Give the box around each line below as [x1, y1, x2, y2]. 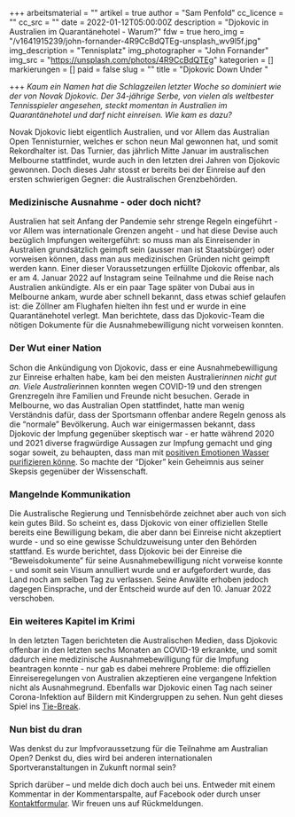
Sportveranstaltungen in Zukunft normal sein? [9, 762, 177, 773]
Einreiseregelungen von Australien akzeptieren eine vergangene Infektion [9, 673, 277, 684]
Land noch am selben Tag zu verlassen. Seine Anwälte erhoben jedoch [9, 574, 268, 585]
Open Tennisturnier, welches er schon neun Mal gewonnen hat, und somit [9, 137, 279, 146]
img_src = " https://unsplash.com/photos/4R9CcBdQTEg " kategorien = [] [9, 55, 275, 65]
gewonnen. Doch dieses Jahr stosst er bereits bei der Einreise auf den [9, 164, 266, 175]
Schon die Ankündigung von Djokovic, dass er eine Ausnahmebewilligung [9, 362, 278, 373]
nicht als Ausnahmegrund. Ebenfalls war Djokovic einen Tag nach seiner [9, 682, 273, 693]
